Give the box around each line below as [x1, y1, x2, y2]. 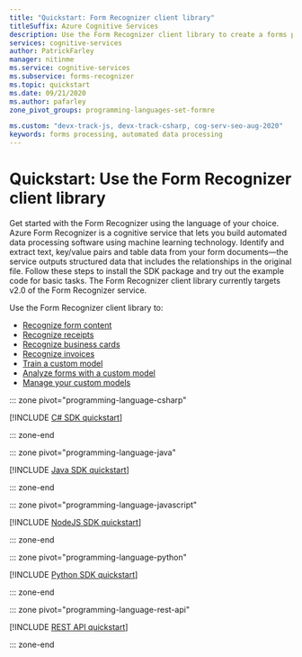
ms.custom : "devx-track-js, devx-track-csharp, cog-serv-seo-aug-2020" [9, 122, 283, 131]
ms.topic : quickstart [9, 80, 91, 89]
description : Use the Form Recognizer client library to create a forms [9, 30, 288, 39]
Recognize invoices [22, 348, 95, 359]
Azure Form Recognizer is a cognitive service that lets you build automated [9, 227, 288, 238]
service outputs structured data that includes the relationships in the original [9, 256, 292, 267]
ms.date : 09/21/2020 [9, 88, 87, 97]
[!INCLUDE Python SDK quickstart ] [9, 569, 138, 579]
